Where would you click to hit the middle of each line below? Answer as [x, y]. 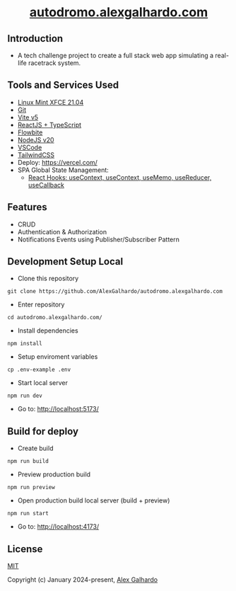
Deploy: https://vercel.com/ [57, 162]
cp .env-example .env [39, 370]
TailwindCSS [36, 155]
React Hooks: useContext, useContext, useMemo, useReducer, [120, 177]
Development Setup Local [65, 262]
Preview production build [54, 474]
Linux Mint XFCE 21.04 [51, 102]
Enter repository [41, 304]
